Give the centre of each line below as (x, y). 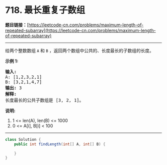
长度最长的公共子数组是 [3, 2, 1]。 (44, 100)
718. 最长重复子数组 (45, 10)
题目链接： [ (17, 25)
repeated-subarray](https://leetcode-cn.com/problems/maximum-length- (81, 30)
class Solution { (23, 139)
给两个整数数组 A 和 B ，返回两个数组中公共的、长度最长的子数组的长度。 (80, 51)
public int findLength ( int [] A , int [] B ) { (60, 144)
